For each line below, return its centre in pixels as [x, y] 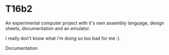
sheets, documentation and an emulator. [48, 28]
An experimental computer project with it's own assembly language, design [85, 23]
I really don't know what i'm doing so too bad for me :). [63, 38]
